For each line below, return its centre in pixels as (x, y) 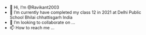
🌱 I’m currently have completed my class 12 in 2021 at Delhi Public (75, 12)
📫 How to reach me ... (32, 28)
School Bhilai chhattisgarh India (41, 17)
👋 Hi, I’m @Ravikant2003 (34, 7)
